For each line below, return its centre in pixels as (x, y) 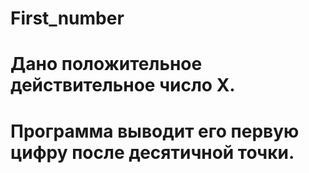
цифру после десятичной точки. (152, 152)
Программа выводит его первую (155, 131)
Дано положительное (106, 64)
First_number (67, 18)
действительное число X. (123, 85)
